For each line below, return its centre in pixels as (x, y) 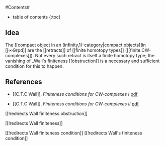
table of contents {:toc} (36, 17)
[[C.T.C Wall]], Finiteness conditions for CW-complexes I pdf (75, 94)
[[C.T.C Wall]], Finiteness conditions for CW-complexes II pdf (76, 104)
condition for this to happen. (34, 66)
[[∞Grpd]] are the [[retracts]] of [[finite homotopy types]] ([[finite (73, 50)
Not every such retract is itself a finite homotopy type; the (95, 55)
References (24, 82)
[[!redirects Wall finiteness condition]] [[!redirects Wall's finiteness (74, 133)
